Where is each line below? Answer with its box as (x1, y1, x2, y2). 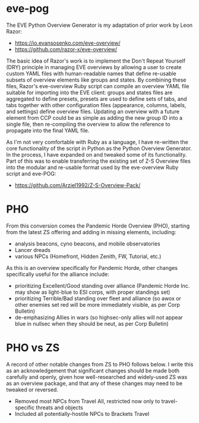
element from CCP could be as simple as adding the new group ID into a (6, 114, 183, 121)
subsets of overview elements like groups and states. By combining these (6, 76, 187, 83)
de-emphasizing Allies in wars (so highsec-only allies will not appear (14, 313, 183, 321)
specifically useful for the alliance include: (6, 270, 110, 278)
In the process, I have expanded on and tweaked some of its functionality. (6, 151, 187, 158)
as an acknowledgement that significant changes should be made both (6, 367, 180, 374)
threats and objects (35, 404, 83, 411)
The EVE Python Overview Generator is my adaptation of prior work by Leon (6, 21, 193, 29)
